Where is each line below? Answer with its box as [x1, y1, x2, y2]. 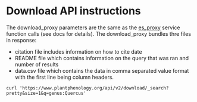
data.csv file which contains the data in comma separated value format [14, 67, 189, 74]
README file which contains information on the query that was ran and [14, 54, 189, 61]
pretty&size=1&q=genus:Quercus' [6, 90, 86, 96]
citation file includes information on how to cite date [14, 48, 142, 55]
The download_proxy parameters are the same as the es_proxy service [6, 24, 180, 31]
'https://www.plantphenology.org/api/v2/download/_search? [19, 85, 169, 91]
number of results [14, 61, 59, 68]
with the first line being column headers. [14, 73, 114, 81]
